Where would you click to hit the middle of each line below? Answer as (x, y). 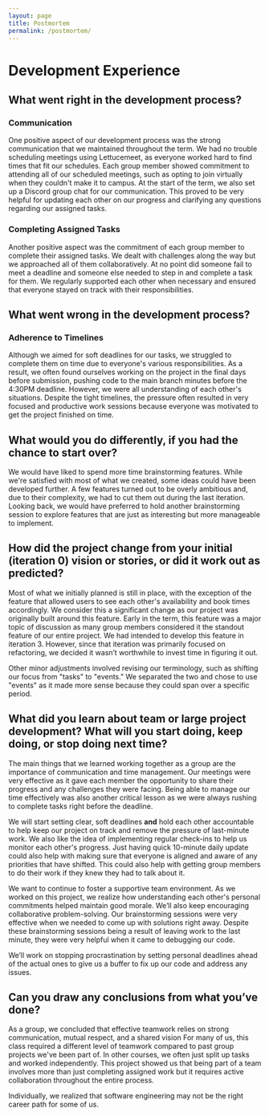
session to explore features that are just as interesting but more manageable (134, 515)
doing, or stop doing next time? (88, 744)
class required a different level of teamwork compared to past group (121, 1046)
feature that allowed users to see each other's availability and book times (129, 601)
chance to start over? (63, 453)
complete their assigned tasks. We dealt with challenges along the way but (132, 255)
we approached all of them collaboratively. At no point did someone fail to (130, 264)
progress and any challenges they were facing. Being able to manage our (129, 789)
